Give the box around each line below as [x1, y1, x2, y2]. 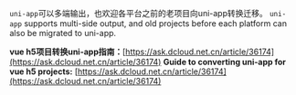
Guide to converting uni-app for [163, 57, 286, 67]
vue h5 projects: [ [9, 66, 79, 77]
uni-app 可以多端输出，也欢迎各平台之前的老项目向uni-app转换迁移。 [9, 8, 268, 18]
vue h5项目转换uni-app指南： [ [9, 46, 126, 57]
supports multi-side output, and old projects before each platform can [24, 18, 288, 29]
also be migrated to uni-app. [9, 28, 117, 38]
